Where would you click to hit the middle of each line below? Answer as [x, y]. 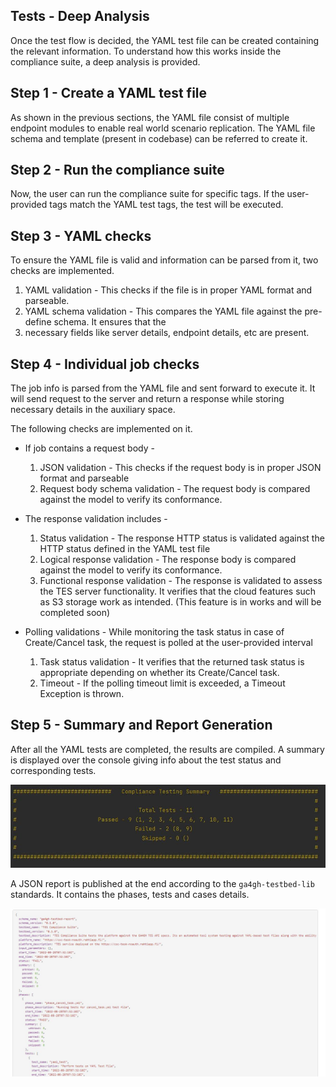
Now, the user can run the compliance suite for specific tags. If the [147, 194]
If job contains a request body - [89, 448]
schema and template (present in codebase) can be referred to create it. [159, 138]
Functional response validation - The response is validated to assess [181, 581]
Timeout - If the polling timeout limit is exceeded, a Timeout [162, 683]
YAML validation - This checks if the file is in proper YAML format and [168, 290]
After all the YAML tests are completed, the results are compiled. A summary [167, 749]
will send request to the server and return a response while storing [147, 399]
